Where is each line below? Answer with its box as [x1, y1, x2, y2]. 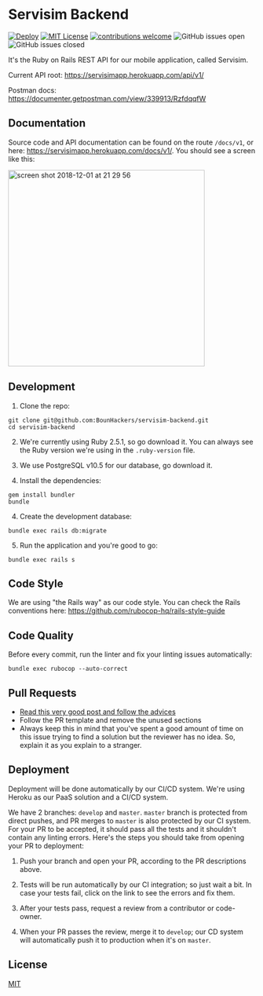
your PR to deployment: [8, 840, 85, 850]
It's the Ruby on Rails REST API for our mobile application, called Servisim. [8, 55, 249, 64]
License [8, 958, 48, 972]
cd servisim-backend [8, 423, 76, 431]
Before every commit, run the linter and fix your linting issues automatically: [8, 650, 253, 659]
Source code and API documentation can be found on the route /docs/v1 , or [8, 137, 254, 147]
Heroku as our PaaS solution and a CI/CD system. [8, 792, 169, 802]
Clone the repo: [19, 401, 71, 410]
